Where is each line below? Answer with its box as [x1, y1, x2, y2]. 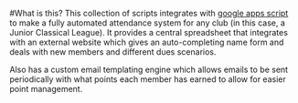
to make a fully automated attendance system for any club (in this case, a [9, 17, 286, 28]
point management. [9, 84, 83, 94]
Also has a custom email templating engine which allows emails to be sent [9, 64, 289, 75]
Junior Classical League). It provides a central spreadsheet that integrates [9, 27, 288, 37]
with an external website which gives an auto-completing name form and [9, 36, 284, 47]
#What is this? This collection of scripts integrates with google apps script [9, 8, 289, 18]
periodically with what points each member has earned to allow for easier [9, 74, 286, 85]
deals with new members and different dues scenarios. [9, 46, 217, 57]
